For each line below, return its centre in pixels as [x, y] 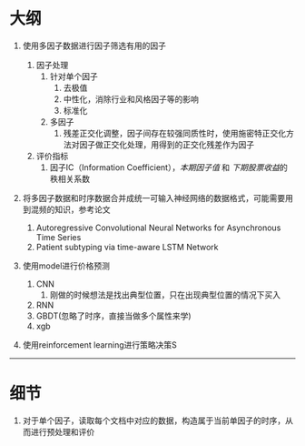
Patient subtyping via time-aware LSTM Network [127, 247]
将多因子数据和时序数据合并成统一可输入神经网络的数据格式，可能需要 [154, 198]
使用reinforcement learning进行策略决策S [99, 345]
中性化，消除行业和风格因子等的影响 [131, 99]
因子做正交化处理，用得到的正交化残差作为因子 [167, 144]
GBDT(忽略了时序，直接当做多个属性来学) [114, 316]
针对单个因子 [74, 76]
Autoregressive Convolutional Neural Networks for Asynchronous [158, 228]
